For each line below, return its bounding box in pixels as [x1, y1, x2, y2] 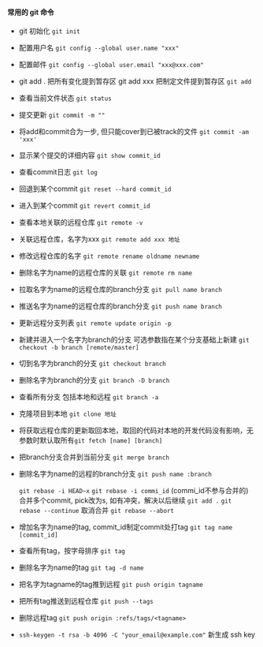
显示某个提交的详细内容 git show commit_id [18, 151, 161, 160]
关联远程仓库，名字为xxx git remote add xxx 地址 [18, 234, 180, 244]
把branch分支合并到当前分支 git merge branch [18, 452, 170, 462]
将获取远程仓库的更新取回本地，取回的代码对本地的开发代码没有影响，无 [18, 426, 254, 436]
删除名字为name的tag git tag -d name [18, 563, 144, 572]
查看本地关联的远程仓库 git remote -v [18, 218, 143, 227]
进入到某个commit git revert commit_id [18, 201, 150, 211]
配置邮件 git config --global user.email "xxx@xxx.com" [18, 60, 204, 69]
